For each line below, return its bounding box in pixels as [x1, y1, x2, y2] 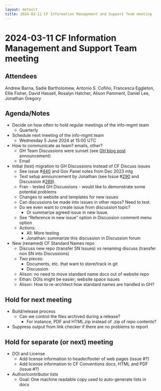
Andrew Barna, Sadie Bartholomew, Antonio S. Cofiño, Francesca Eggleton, [5, 85, 155, 91]
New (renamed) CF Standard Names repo [12, 241, 95, 246]
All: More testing [26, 230, 59, 236]
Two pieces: [19, 256, 43, 262]
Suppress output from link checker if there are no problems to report [12, 324, 148, 330]
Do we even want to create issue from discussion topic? [19, 204, 131, 211]
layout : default [5, 7, 38, 12]
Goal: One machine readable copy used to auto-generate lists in [19, 376, 147, 382]
